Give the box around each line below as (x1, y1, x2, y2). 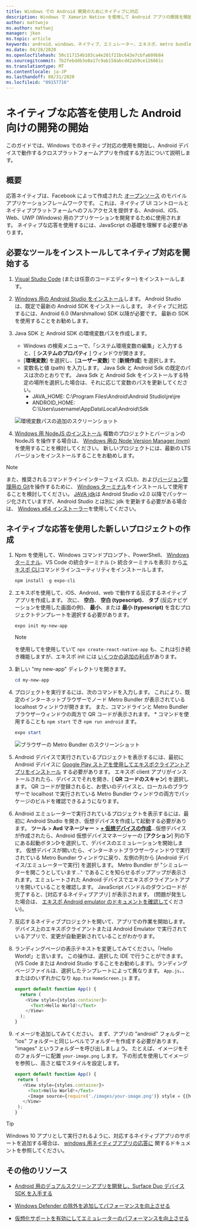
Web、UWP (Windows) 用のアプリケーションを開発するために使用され (6, 214, 176, 221)
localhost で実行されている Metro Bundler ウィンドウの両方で (31, 790, 179, 797)
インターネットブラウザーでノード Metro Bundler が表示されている (25, 696, 186, 703)
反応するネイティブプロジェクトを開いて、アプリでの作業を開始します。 (14, 918, 189, 925)
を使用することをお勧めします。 (14, 317, 92, 324)
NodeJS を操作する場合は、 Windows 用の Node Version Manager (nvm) (14, 437, 191, 444)
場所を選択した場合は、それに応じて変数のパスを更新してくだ (33, 379, 183, 386)
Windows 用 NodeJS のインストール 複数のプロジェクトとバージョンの (14, 430, 186, 437)
